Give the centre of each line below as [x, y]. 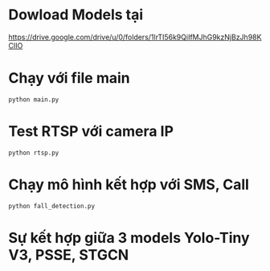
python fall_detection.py [51, 206]
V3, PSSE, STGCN [69, 255]
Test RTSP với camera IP [91, 131]
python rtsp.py [34, 153]
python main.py [34, 99]
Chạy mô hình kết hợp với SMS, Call [129, 185]
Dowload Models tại [76, 15]
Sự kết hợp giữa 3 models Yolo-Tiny [129, 238]
